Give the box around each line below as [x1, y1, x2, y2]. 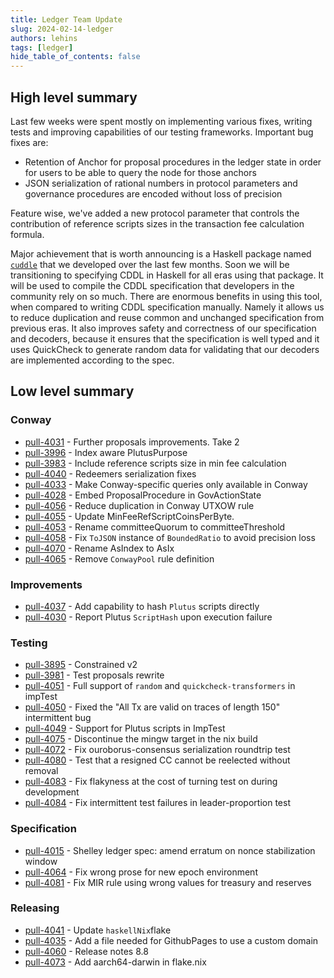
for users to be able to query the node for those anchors [24, 166, 257, 178]
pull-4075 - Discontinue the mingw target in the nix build [24, 733, 258, 745]
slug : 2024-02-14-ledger [10, 24, 114, 34]
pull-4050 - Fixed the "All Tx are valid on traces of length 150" [24, 701, 281, 713]
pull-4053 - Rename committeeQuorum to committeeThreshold [24, 521, 286, 533]
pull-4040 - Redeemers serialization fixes [24, 467, 197, 480]
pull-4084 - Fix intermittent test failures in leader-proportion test [24, 797, 291, 809]
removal [24, 765, 59, 777]
